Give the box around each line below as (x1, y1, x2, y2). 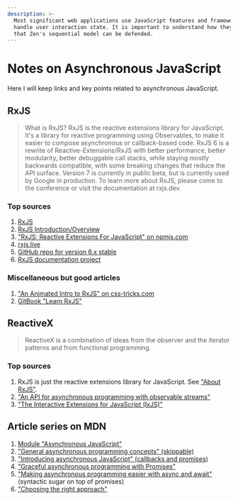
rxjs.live (17, 240, 41, 249)
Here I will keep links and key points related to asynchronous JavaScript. (7, 84, 220, 93)
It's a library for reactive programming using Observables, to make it (24, 131, 225, 139)
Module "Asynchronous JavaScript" (17, 439, 123, 448)
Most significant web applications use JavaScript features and (13, 17, 208, 24)
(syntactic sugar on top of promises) (17, 477, 125, 486)
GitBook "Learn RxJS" (17, 296, 83, 305)
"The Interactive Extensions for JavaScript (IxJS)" (17, 400, 163, 409)
